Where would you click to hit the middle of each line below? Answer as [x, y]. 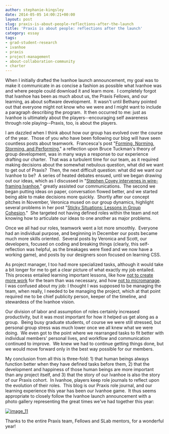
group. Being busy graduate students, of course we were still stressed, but [83, 322]
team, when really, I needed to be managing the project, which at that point [83, 291]
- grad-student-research [31, 43]
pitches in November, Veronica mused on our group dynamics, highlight [80, 202]
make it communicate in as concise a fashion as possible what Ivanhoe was [83, 85]
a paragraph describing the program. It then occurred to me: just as [76, 112]
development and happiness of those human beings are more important [79, 370]
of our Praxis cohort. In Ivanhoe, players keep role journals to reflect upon [82, 380]
